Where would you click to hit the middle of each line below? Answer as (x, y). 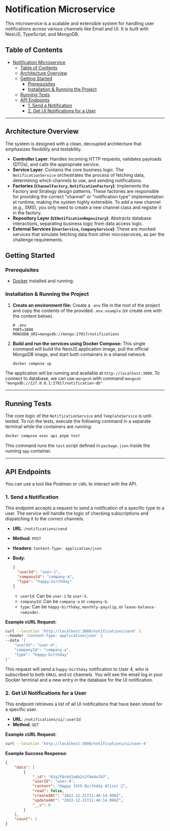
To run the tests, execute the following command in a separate (86, 421)
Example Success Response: (36, 753)
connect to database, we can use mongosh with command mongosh (73, 379)
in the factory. (27, 213)
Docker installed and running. (43, 281)
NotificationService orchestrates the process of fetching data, (79, 175)
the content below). (33, 316)
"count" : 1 (26, 819)
